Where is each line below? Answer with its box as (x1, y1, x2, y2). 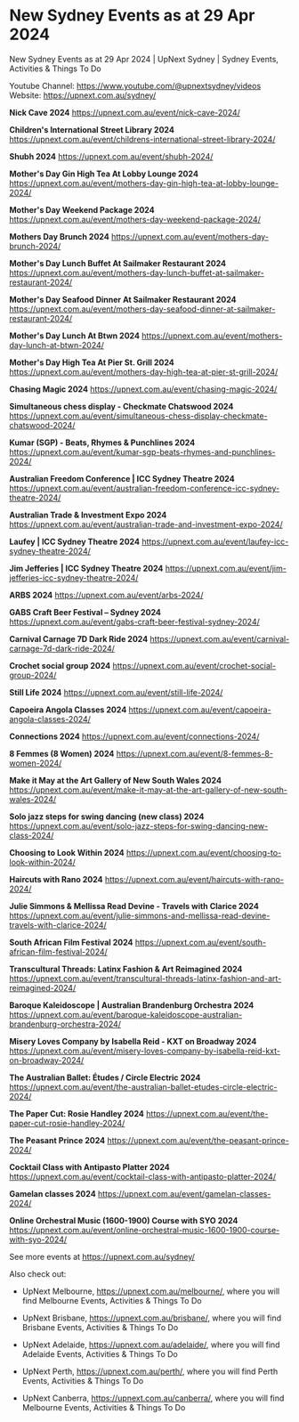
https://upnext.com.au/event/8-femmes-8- (116, 748, 274, 759)
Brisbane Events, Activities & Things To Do (21, 1321, 179, 1332)
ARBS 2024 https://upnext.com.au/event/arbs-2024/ (9, 589, 204, 600)
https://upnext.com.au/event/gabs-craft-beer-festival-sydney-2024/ (9, 616, 261, 627)
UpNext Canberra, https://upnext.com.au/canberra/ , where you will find (21, 1393, 285, 1403)
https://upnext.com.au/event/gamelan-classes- (97, 1188, 271, 1199)
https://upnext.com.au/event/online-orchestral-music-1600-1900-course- (9, 1224, 280, 1235)
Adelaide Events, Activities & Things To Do (21, 1348, 178, 1359)
